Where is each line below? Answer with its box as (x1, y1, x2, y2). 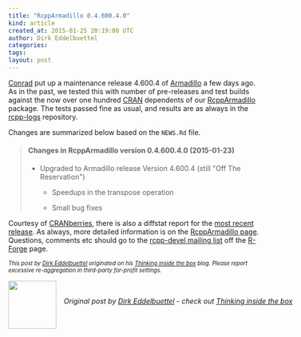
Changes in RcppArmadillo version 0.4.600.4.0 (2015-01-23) (27, 145, 235, 156)
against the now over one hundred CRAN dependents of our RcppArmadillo (8, 95, 255, 105)
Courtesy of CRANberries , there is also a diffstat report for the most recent (8, 219, 254, 228)
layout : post (8, 57, 52, 65)
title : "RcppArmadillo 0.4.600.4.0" (8, 11, 130, 20)
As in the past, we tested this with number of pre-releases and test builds (8, 86, 250, 96)
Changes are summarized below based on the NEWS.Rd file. (8, 127, 201, 137)
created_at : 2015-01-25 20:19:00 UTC (8, 26, 134, 34)
